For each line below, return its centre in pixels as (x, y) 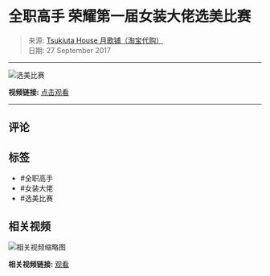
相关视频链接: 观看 (39, 264)
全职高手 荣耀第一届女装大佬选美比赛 (130, 16)
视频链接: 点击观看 (39, 92)
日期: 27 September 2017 (69, 50)
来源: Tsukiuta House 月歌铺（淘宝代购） (95, 40)
